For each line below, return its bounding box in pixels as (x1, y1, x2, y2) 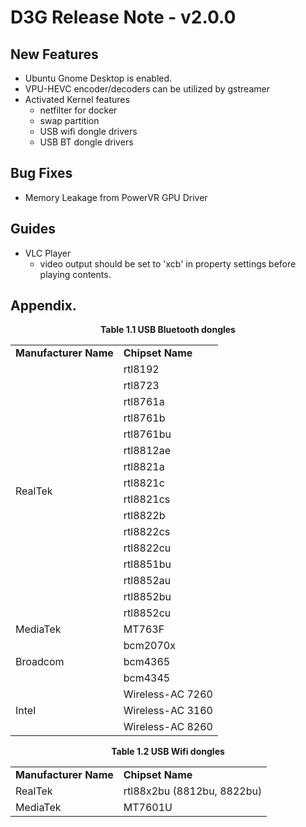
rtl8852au (123, 574, 172, 588)
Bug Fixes (10, 165, 73, 182)
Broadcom (15, 655, 65, 669)
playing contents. (39, 268, 112, 280)
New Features (10, 46, 99, 63)
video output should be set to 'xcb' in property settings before (39, 257, 297, 270)
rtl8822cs (123, 525, 171, 539)
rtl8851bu (123, 557, 172, 571)
